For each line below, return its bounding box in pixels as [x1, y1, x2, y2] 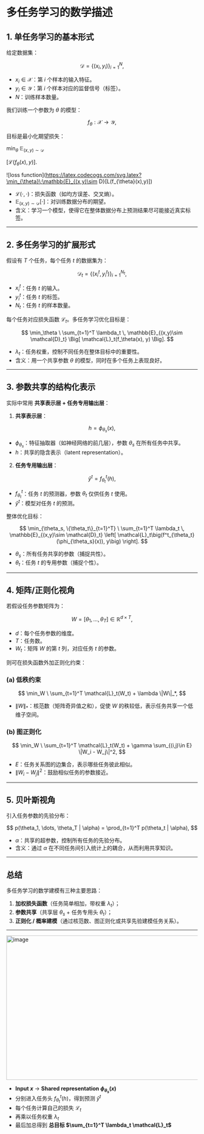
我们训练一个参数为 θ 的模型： [6, 106, 82, 114]
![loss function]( [6, 171, 47, 179]
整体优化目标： [6, 513, 44, 520]
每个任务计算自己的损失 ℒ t [15, 1104, 82, 1113]
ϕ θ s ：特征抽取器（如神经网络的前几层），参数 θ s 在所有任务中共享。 [15, 439, 184, 449]
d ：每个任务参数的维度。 [15, 629, 78, 637]
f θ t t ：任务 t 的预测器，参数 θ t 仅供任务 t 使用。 [15, 489, 131, 499]
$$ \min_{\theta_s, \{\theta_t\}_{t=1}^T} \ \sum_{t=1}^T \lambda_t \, [19, 525, 185, 532]
